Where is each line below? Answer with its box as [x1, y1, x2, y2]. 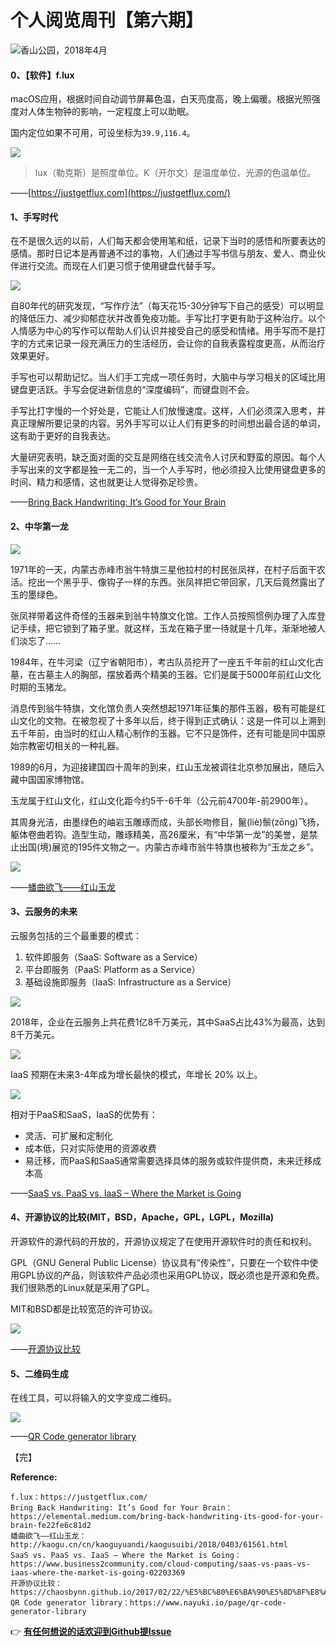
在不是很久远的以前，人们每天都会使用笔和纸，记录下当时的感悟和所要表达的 [10, 235, 326, 247]
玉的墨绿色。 [10, 588, 63, 600]
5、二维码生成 [10, 1367, 69, 1380]
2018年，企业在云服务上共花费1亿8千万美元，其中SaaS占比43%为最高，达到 [10, 1016, 326, 1028]
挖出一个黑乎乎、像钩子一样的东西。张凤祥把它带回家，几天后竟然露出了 [27, 576, 326, 588]
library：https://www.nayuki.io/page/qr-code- [90, 1598, 287, 1608]
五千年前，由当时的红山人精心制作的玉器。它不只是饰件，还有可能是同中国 [10, 727, 317, 739]
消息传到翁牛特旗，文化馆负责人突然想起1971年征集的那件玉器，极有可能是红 [10, 702, 326, 714]
